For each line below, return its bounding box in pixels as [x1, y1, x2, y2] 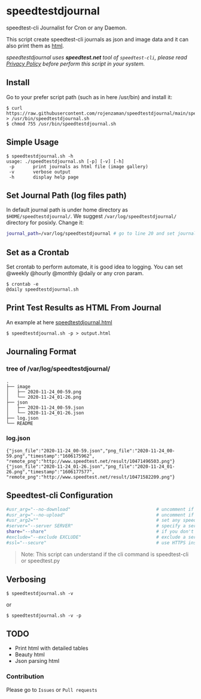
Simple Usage [6, 137, 59, 148]
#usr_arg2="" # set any [6, 518, 181, 524]
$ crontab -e [6, 281, 39, 288]
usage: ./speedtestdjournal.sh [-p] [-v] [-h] [6, 158, 124, 165]
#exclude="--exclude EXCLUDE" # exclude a [6, 534, 186, 540]
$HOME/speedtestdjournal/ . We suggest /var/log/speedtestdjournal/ [6, 213, 177, 220]
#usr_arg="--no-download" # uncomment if [6, 506, 194, 512]
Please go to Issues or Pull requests [6, 686, 98, 693]
